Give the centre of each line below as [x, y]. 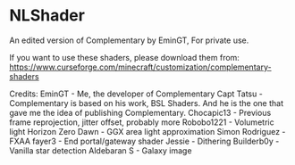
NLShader [47, 16]
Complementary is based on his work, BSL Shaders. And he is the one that [147, 103]
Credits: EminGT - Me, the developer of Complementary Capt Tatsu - [136, 94]
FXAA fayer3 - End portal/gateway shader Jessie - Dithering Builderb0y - [144, 141]
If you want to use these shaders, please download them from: [124, 57]
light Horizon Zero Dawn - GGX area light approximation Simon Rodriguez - [147, 131]
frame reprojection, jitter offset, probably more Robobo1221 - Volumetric [142, 122]
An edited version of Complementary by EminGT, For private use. [129, 40]
